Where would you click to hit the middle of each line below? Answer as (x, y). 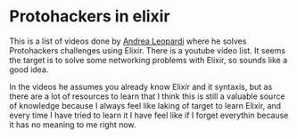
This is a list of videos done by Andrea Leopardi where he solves (128, 41)
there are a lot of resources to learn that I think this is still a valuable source (147, 96)
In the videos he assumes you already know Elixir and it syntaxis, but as (141, 86)
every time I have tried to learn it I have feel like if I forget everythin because (149, 115)
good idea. (29, 69)
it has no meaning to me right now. (73, 124)
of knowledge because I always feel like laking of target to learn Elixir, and (145, 105)
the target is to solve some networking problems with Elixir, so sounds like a (148, 60)
